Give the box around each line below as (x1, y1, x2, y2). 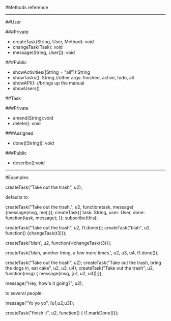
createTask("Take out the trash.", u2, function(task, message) (5, 204, 134, 210)
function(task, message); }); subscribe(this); (5, 215, 98, 221)
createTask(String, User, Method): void (12, 39, 94, 45)
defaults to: (5, 194, 30, 200)
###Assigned (5, 130, 34, 136)
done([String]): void (12, 140, 54, 146)
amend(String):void (12, 115, 53, 121)
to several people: (5, 290, 43, 296)
